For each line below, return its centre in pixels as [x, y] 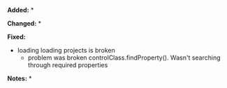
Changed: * [24, 23]
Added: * [21, 10]
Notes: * [20, 78]
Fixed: [16, 37]
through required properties [68, 65]
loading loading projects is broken [66, 50]
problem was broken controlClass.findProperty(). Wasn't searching [124, 58]
